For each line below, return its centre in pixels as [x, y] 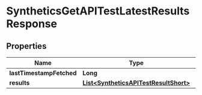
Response [32, 24]
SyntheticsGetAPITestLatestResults [98, 11]
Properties [26, 46]
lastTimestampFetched [43, 73]
